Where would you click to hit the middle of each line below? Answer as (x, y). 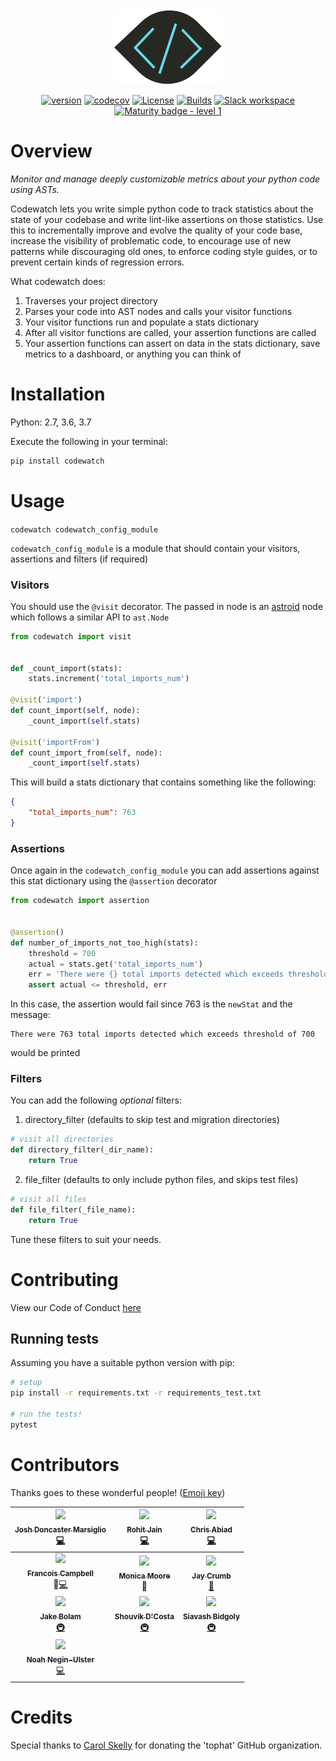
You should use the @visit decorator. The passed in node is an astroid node (167, 606)
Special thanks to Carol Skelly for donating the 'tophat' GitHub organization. (166, 1745)
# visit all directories (62, 1139)
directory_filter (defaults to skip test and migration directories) (152, 1120)
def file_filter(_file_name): (73, 1209)
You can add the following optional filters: (96, 1100)
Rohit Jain (144, 1530)
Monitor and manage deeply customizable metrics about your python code (165, 179)
